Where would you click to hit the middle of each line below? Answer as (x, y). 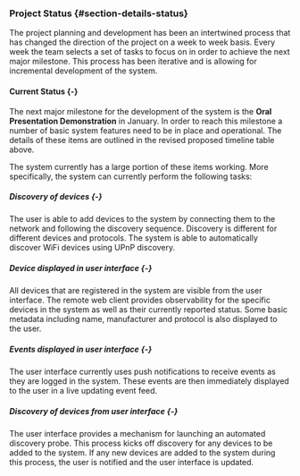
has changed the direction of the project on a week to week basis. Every (142, 42)
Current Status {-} (44, 91)
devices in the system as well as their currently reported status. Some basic (149, 310)
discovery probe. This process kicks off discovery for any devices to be (141, 443)
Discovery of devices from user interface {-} (94, 411)
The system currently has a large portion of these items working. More (139, 166)
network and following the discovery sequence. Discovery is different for (143, 229)
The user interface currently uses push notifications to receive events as (143, 372)
